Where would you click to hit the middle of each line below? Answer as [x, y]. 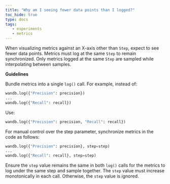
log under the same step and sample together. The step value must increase [85, 171]
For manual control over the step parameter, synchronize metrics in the [79, 131]
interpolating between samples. [38, 64]
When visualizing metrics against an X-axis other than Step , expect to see [82, 48]
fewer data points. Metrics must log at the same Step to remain [71, 53]
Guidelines [17, 74]
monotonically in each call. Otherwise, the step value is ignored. [72, 176]
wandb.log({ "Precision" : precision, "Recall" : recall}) [65, 122]
